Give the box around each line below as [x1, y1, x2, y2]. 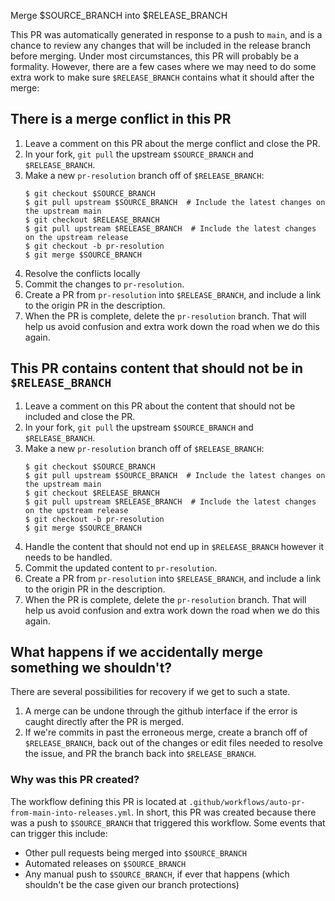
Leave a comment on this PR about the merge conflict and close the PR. [24, 137, 321, 149]
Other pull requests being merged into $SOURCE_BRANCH [24, 846, 247, 859]
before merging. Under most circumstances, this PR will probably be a [10, 50, 300, 62]
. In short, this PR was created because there [131, 806, 317, 818]
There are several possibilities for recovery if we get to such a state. [10, 686, 291, 698]
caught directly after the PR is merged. [24, 716, 185, 728]
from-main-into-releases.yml [10, 808, 132, 818]
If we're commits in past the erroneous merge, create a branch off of [24, 726, 308, 739]
